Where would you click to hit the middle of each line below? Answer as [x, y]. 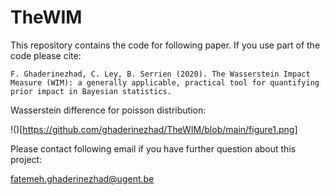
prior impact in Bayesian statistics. [91, 91]
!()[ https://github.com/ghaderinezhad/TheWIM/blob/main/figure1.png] [154, 129]
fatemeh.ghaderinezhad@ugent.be [82, 178]
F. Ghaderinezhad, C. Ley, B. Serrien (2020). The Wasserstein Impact [160, 74]
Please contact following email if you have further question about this [153, 148]
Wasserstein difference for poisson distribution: [108, 110]
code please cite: [46, 55]
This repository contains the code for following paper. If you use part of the [165, 45]
